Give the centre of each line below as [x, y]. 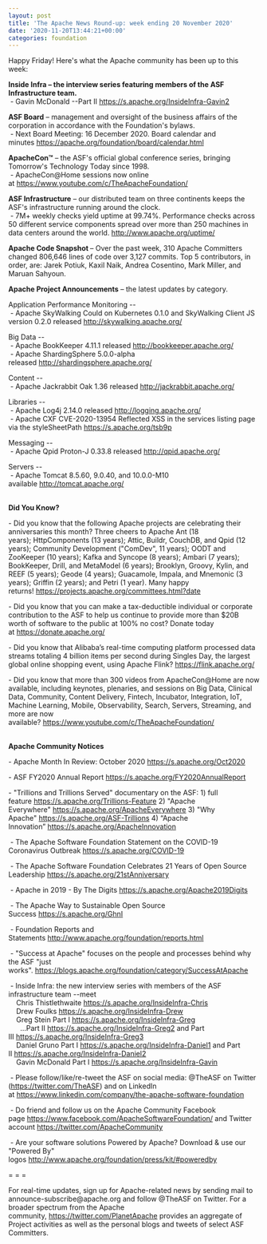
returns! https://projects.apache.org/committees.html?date [104, 591]
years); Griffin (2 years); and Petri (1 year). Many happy [99, 583]
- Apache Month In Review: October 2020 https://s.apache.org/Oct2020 [127, 762]
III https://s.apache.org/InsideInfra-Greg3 [76, 1037]
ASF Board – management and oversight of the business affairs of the [123, 117]
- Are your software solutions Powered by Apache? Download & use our [128, 1143]
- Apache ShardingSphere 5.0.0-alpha [73, 354]
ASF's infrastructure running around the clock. [84, 208]
